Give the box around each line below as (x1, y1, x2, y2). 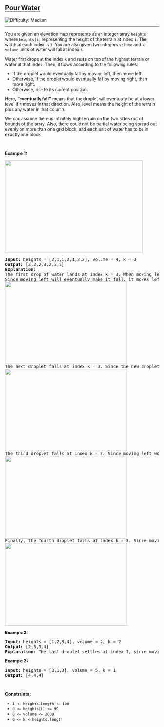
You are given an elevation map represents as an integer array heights (5, 31, 146, 37)
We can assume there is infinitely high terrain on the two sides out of (5, 116, 143, 121)
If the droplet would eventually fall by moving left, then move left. (12, 70, 143, 76)
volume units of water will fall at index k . (5, 47, 84, 52)
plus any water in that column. (5, 106, 66, 112)
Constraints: (5, 691, 31, 697)
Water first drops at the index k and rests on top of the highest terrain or (5, 56, 150, 62)
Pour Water (5, 4, 41, 12)
